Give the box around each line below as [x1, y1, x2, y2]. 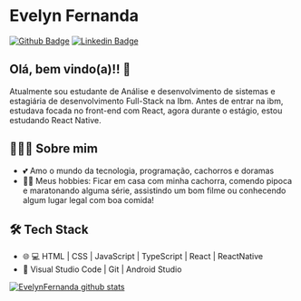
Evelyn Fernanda [9, 5, 139, 26]
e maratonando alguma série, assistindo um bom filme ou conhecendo [22, 185, 286, 196]
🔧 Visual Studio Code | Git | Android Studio [22, 264, 182, 275]
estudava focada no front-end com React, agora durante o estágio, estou [9, 105, 283, 116]
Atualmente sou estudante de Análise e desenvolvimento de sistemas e [9, 85, 276, 96]
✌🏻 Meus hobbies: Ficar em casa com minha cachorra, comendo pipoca [22, 175, 293, 186]
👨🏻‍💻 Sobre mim [9, 141, 98, 157]
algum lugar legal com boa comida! [22, 194, 154, 205]
